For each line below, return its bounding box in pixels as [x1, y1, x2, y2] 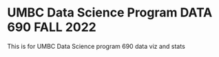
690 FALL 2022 [7, 19, 96, 35]
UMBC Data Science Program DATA [7, 5, 213, 21]
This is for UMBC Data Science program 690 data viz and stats [7, 42, 186, 50]
